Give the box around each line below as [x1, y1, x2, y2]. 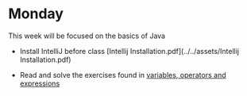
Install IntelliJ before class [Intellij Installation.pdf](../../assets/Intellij [19, 46, 240, 56]
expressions [19, 79, 60, 88]
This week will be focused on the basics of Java [8, 31, 165, 40]
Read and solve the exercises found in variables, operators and [19, 70, 226, 79]
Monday [8, 5, 64, 23]
